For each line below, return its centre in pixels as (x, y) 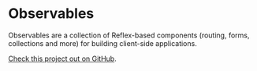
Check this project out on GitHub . (62, 59)
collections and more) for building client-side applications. (102, 43)
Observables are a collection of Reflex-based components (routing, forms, (129, 35)
